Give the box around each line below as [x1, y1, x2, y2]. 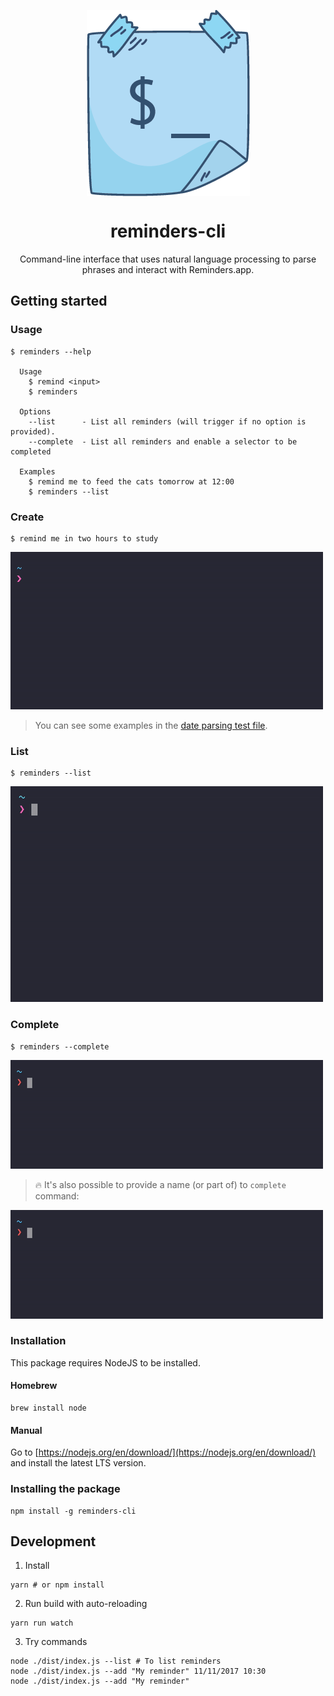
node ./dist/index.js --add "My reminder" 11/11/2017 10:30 [10, 1666, 267, 1677]
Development [10, 1533, 97, 1550]
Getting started [10, 293, 108, 310]
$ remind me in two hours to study [10, 533, 159, 544]
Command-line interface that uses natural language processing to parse [19, 253, 317, 265]
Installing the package [10, 1482, 121, 1496]
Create [10, 510, 45, 524]
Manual [10, 1424, 43, 1436]
